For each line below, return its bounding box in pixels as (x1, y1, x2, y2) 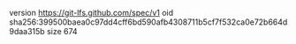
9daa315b (9, 26, 46, 36)
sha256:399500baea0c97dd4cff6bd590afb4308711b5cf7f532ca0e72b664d (9, 17, 288, 27)
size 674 (47, 26, 78, 36)
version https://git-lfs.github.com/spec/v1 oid (9, 8, 174, 18)
